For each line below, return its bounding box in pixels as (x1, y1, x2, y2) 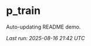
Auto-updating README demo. (6, 23, 81, 30)
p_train (6, 4, 41, 17)
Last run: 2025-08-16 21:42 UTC (6, 34, 85, 41)
